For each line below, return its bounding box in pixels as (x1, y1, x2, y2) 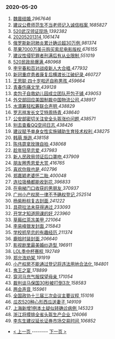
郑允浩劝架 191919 (13, 255, 50, 261)
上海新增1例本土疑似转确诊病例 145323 (13, 305, 93, 311)
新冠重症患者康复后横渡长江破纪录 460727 (13, 72, 101, 78)
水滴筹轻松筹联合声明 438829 (13, 103, 75, 109)
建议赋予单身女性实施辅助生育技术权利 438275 (13, 128, 110, 134)
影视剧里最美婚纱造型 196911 (13, 242, 72, 248)
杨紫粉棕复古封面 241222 (13, 198, 65, 204)
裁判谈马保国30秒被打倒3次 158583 (13, 280, 87, 286)
